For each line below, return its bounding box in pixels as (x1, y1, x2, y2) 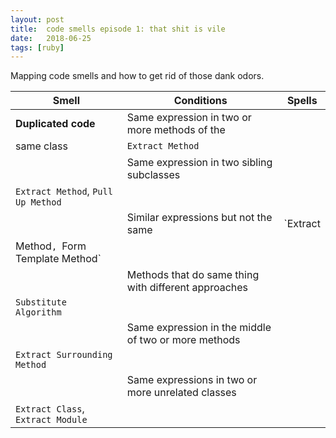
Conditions (173, 94, 228, 108)
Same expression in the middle (126, 321, 272, 335)
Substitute (15, 297, 67, 308)
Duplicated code (15, 117, 96, 131)
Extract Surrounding (15, 349, 113, 361)
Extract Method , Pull (15, 184, 113, 198)
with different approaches (126, 281, 249, 295)
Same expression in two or (126, 111, 252, 125)
